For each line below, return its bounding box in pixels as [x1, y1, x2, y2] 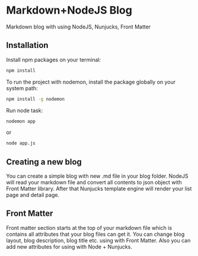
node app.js [6, 140, 36, 146]
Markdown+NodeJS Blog [6, 4, 132, 17]
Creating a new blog [6, 156, 82, 167]
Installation [6, 40, 49, 50]
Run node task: [6, 107, 43, 114]
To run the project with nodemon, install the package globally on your [6, 78, 176, 85]
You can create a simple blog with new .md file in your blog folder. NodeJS [6, 172, 189, 180]
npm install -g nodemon [6, 96, 65, 102]
